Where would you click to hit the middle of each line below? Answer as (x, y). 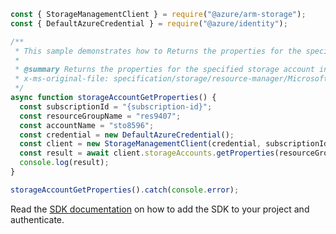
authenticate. (37, 219)
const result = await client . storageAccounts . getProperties (147, 153)
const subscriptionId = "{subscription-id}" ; (116, 106)
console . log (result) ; (64, 163)
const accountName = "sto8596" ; (87, 125)
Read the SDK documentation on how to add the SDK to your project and (160, 209)
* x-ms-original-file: (62, 79)
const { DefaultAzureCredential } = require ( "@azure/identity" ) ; (149, 23)
